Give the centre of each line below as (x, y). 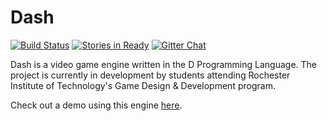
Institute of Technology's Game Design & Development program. (143, 85)
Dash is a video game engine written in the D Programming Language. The (164, 64)
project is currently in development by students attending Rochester (150, 75)
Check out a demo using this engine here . (96, 105)
